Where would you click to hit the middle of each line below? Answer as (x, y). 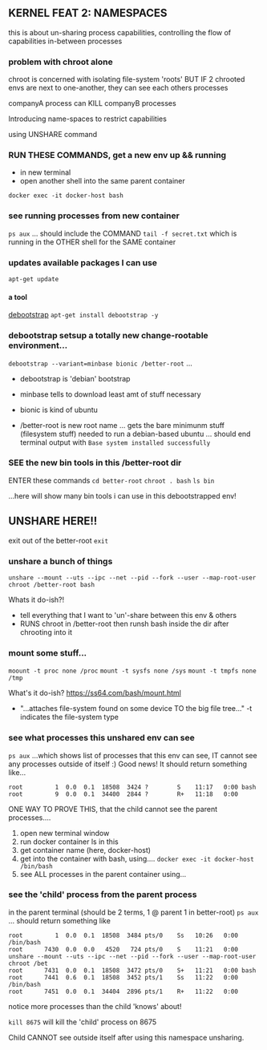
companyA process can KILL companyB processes (92, 103)
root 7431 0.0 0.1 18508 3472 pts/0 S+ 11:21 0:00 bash (132, 970)
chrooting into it (46, 632)
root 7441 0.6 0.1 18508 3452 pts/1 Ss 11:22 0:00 (123, 977)
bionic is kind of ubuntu (59, 410)
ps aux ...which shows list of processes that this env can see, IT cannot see (133, 755)
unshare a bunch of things (61, 561)
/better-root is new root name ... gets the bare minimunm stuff (122, 425)
